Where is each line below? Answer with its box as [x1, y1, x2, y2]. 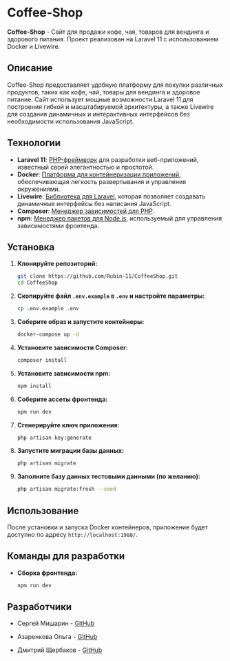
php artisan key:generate [17, 434, 92, 441]
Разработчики [7, 601, 72, 613]
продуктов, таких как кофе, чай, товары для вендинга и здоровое [7, 88, 201, 96]
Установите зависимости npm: [17, 369, 111, 377]
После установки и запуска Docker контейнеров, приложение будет [7, 522, 209, 531]
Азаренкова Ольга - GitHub [17, 633, 98, 641]
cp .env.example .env [17, 305, 79, 312]
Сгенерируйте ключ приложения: [17, 420, 120, 429]
